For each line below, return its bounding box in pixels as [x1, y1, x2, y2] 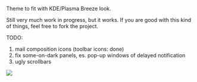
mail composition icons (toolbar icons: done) [14, 45, 124, 53]
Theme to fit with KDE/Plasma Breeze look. [6, 5, 111, 12]
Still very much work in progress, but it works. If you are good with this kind [6, 17, 192, 23]
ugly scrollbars [14, 58, 52, 65]
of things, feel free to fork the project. [6, 23, 99, 29]
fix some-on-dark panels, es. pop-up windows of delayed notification [14, 52, 186, 58]
